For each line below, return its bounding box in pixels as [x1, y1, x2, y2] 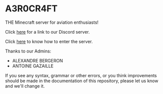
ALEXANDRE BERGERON [12, 57, 63, 63]
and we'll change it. [5, 83, 45, 89]
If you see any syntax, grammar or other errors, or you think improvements [5, 72, 157, 78]
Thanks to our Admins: [5, 48, 51, 54]
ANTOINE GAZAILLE [12, 63, 54, 69]
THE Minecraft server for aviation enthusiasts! [5, 19, 99, 25]
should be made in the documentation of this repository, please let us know [5, 78, 159, 84]
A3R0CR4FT [5, 3, 58, 14]
